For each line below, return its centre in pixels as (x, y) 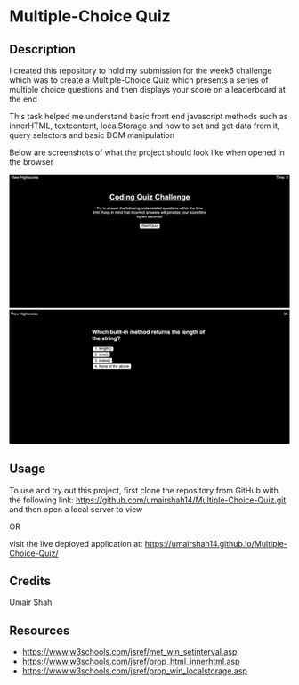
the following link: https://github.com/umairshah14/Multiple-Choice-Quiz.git (148, 500)
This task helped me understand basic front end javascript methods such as (149, 116)
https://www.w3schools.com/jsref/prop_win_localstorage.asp (134, 671)
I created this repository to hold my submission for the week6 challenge (141, 70)
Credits (30, 581)
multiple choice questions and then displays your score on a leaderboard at (148, 90)
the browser (31, 162)
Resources (40, 630)
